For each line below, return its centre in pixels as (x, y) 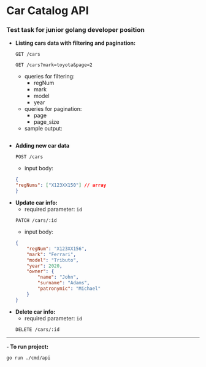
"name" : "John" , (58, 277)
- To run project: (28, 346)
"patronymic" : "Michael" (69, 289)
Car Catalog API (48, 11)
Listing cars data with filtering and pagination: (75, 43)
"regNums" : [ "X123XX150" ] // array (61, 185)
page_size (46, 122)
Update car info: (36, 203)
